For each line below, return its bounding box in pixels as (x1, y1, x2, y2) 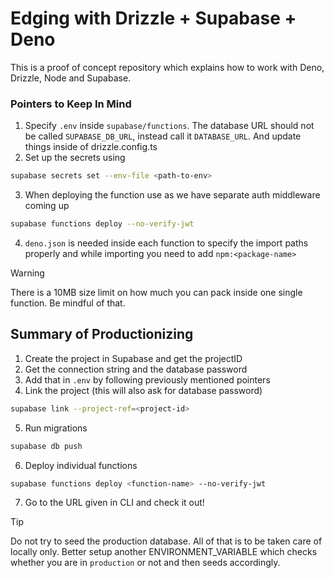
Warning (10, 267, 45, 279)
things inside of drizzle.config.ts (24, 141, 158, 153)
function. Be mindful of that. (10, 297, 126, 309)
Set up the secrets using (24, 152, 126, 164)
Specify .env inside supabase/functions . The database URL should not (24, 120, 315, 132)
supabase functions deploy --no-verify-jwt (10, 219, 195, 229)
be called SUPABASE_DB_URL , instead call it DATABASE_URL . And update (24, 130, 302, 142)
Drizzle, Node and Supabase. (10, 72, 132, 84)
